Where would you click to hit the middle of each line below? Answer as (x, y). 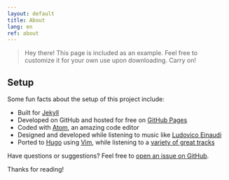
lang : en (20, 27)
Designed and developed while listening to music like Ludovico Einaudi (119, 135)
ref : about (23, 33)
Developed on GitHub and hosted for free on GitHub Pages (102, 120)
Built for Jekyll (38, 113)
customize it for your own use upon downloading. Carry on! (110, 61)
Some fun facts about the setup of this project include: (86, 99)
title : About (26, 20)
